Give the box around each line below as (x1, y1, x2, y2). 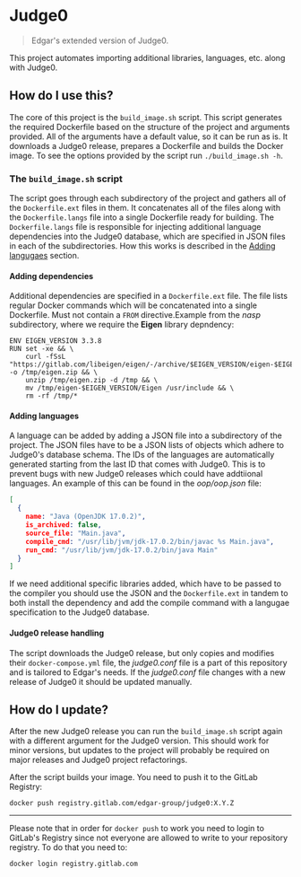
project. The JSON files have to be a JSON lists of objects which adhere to (9, 440, 285, 451)
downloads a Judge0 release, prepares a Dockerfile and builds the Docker (9, 140, 284, 151)
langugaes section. (9, 250, 80, 261)
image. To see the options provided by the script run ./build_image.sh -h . (9, 150, 284, 161)
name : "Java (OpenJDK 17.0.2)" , (25, 513, 146, 522)
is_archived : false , (25, 521, 102, 530)
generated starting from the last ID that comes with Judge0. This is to (9, 459, 266, 469)
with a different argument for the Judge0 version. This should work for (9, 735, 270, 746)
